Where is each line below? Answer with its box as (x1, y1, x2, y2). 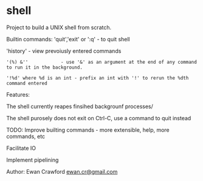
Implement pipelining (6, 156, 59, 163)
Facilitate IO (6, 144, 36, 152)
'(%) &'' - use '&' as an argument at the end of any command (6, 59, 198, 65)
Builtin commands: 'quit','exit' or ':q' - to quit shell (6, 35, 130, 43)
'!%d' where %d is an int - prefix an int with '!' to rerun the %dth (6, 75, 189, 81)
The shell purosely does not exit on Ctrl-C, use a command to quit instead (6, 114, 191, 121)
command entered (6, 80, 47, 86)
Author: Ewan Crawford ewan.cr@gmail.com (6, 168, 118, 175)
